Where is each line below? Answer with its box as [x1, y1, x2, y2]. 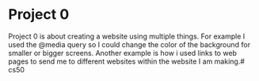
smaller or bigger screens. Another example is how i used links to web [8, 48, 238, 57]
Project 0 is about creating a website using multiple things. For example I [8, 31, 246, 41]
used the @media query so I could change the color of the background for [8, 39, 251, 49]
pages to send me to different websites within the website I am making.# [8, 57, 246, 66]
